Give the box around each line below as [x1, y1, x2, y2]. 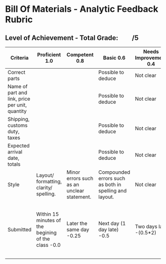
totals [7, 161, 21, 167]
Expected [7, 142, 30, 149]
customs [7, 122, 28, 129]
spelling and [98, 188, 127, 194]
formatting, [36, 178, 62, 185]
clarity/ [36, 184, 53, 191]
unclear [66, 188, 84, 194]
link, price [7, 95, 31, 102]
